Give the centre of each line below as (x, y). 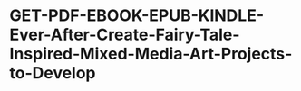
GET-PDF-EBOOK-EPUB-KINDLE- (137, 16)
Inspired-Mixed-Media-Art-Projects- (151, 54)
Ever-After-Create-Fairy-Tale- (125, 35)
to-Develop (53, 73)
